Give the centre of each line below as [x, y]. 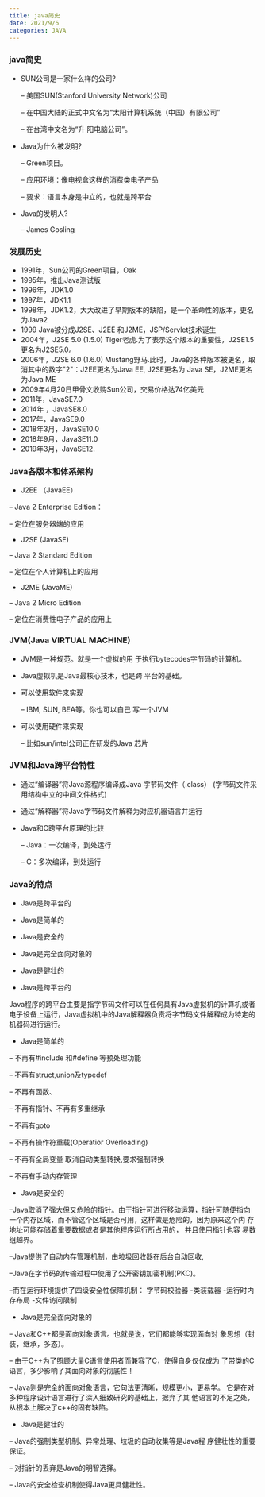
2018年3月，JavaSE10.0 [60, 429]
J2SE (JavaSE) [45, 540]
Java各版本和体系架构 [51, 471]
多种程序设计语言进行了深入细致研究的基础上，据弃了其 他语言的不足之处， [132, 1398]
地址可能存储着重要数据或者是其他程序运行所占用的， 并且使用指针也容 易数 [132, 1230]
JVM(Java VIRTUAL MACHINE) [70, 640]
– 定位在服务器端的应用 [46, 524]
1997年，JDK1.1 [46, 299]
